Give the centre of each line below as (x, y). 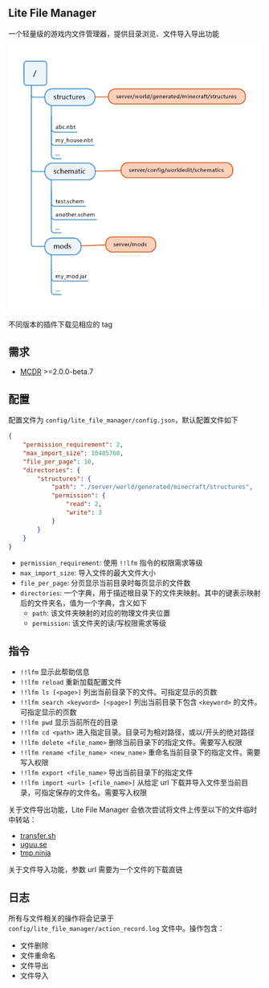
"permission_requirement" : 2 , (73, 445)
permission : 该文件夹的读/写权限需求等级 (99, 624)
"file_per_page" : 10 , (59, 462)
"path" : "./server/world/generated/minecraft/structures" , (152, 487)
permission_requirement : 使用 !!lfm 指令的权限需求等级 (111, 563)
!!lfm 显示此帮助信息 (55, 672)
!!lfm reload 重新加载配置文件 (71, 682)
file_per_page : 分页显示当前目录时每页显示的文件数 (105, 583)
